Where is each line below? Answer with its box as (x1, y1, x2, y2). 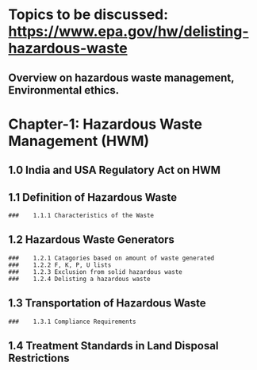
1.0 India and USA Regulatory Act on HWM (8, 164, 221, 177)
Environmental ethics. (8, 83, 120, 97)
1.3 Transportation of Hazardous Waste (8, 296, 206, 310)
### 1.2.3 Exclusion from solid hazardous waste (8, 268, 182, 276)
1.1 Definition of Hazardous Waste (8, 191, 177, 204)
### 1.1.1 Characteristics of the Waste (8, 211, 155, 219)
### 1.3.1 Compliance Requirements (8, 318, 136, 326)
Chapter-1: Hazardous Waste (8, 115, 203, 133)
